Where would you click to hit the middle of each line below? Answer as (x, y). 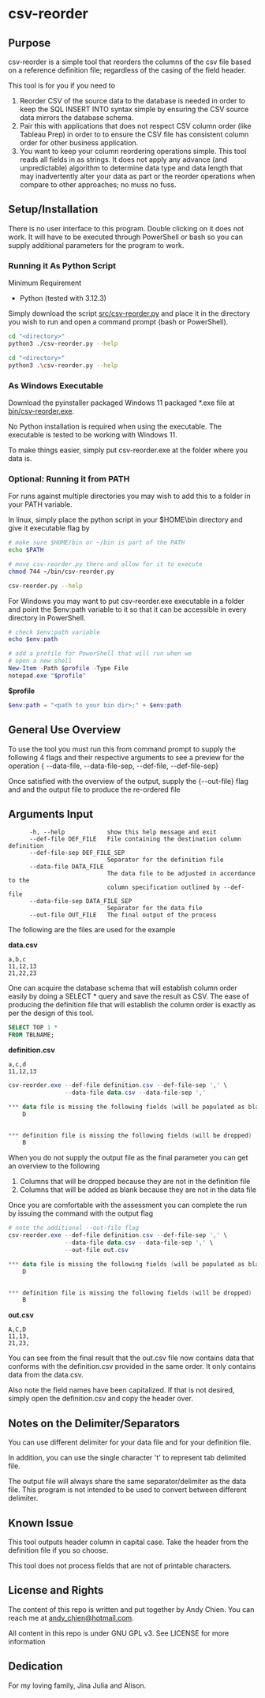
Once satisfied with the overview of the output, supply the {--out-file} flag (128, 781)
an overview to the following (54, 1166)
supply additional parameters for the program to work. (96, 245)
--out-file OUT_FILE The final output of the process (123, 915)
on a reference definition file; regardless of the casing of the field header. (127, 70)
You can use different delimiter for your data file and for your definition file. (130, 1442)
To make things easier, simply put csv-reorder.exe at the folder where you (128, 450)
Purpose (30, 43)
